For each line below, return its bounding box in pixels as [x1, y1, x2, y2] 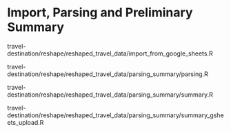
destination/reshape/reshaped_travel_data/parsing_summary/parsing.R [7, 70, 208, 78]
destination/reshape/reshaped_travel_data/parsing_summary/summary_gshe [7, 111, 224, 119]
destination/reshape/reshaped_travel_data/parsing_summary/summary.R [7, 90, 214, 99]
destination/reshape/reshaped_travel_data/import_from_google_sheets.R [7, 49, 213, 58]
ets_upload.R [7, 118, 44, 126]
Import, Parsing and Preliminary [7, 5, 193, 21]
